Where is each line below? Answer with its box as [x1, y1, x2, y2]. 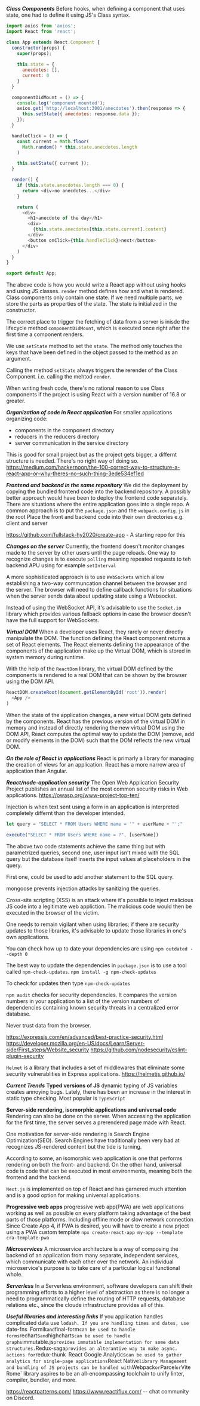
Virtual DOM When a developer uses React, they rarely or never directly [6, 628, 184, 635]
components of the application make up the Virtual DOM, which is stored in [6, 647, 191, 654]
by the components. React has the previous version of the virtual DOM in [6, 718, 185, 725]
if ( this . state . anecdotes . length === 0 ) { [17, 182, 124, 188]
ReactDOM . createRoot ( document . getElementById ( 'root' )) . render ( [6, 690, 167, 696]
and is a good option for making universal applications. [6, 1191, 141, 1199]
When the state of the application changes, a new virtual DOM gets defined [6, 711, 192, 718]
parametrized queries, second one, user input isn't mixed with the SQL [6, 849, 180, 856]
